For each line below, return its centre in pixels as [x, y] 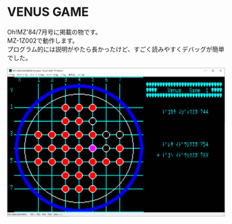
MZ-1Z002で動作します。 [43, 40]
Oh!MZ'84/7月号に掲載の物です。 [54, 32]
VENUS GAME [48, 12]
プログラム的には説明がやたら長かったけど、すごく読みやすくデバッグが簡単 [116, 49]
